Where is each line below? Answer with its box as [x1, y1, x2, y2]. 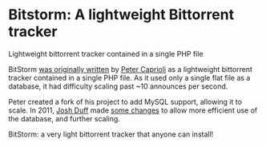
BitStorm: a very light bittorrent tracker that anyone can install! [8, 129, 214, 139]
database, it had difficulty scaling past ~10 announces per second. [8, 81, 228, 91]
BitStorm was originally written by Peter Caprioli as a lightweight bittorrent [8, 64, 252, 73]
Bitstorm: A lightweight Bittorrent [8, 6, 235, 24]
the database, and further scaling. [8, 113, 120, 123]
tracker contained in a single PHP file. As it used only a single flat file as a [8, 73, 251, 82]
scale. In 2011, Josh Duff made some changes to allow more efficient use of [8, 105, 258, 115]
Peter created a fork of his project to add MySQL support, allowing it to [8, 97, 243, 106]
